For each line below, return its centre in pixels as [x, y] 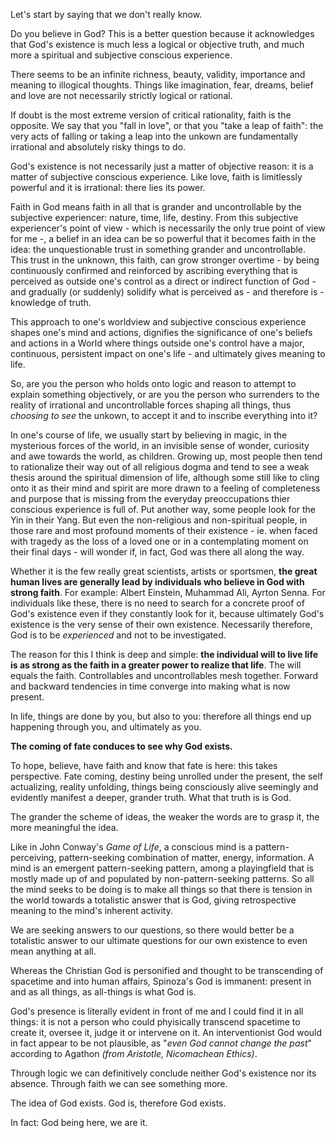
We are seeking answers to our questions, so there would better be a [152, 930]
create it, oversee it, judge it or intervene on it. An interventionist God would [166, 1032]
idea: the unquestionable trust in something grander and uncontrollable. [158, 249]
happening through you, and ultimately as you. [106, 727]
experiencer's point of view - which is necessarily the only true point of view [168, 228]
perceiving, [33, 857]
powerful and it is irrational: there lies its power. [108, 187]
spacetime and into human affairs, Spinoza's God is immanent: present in [161, 981]
